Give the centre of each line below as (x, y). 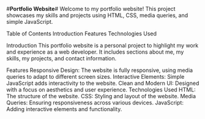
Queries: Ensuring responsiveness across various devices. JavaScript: (95, 103)
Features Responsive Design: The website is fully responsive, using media (100, 70)
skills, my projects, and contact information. (61, 58)
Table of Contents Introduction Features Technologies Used (82, 34)
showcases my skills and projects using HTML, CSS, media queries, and (97, 15)
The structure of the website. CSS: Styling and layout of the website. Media (101, 96)
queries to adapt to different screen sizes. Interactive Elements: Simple (95, 77)
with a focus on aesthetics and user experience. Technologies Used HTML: (101, 90)
